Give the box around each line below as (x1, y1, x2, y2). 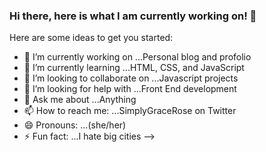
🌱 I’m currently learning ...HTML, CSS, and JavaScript (23, 62, 245, 74)
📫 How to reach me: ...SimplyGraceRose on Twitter (23, 105, 237, 117)
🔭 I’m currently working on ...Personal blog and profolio (23, 51, 252, 63)
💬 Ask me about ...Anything (23, 94, 137, 106)
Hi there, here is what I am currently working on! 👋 (9, 9, 257, 23)
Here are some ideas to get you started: (9, 32, 174, 44)
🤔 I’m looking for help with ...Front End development (23, 83, 237, 95)
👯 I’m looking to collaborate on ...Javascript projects (23, 72, 239, 84)
